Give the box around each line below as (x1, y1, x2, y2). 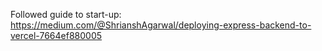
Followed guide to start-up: (10, 9, 122, 20)
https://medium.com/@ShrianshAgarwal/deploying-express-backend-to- (10, 19, 312, 31)
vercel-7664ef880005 (10, 30, 103, 41)
